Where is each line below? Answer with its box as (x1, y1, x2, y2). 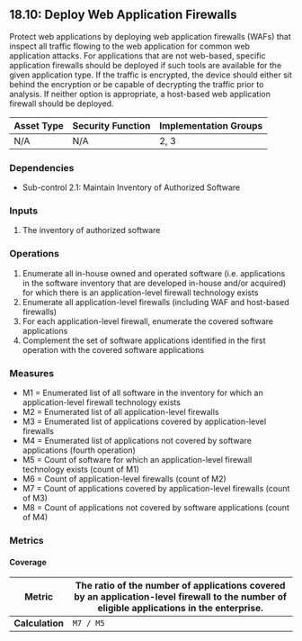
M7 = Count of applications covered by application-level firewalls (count (22, 483, 290, 493)
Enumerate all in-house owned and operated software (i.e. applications (22, 267, 286, 278)
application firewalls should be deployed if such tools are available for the (9, 59, 282, 70)
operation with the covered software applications (22, 344, 205, 355)
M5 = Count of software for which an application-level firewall (22, 455, 253, 465)
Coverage (9, 556, 47, 567)
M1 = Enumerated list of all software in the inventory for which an (22, 387, 263, 398)
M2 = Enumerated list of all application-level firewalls (22, 407, 219, 417)
